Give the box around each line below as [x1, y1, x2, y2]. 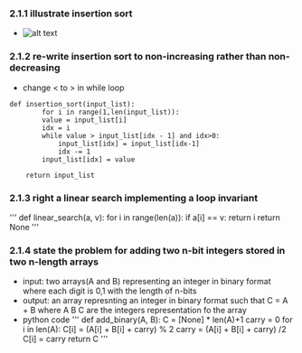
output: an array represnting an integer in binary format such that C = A [22, 295, 288, 306]
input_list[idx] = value [42, 154, 136, 164]
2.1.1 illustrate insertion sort [9, 7, 133, 20]
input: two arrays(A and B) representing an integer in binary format [22, 276, 271, 287]
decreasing [9, 61, 61, 74]
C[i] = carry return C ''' [22, 333, 109, 345]
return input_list [25, 171, 95, 180]
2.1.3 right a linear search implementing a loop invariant [9, 191, 259, 204]
